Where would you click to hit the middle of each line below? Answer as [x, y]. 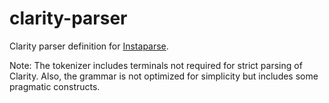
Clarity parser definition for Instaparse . [89, 46]
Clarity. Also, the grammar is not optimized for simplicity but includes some [164, 76]
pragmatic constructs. [55, 86]
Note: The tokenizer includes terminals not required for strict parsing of [156, 65]
